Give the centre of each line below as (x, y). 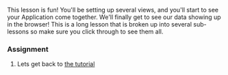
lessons (18, 31)
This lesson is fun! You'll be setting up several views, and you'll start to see (113, 10)
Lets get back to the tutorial (56, 64)
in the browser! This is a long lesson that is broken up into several (100, 24)
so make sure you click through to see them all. (97, 31)
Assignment (28, 49)
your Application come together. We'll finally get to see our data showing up (114, 17)
